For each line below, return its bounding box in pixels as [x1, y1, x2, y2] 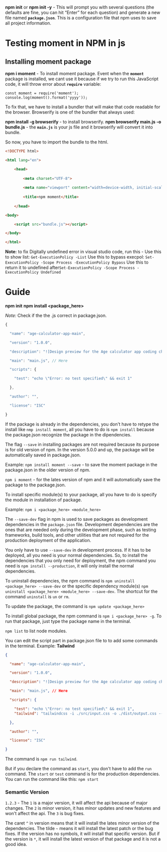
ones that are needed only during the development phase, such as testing [5, 527, 157, 533]
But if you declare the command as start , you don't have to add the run [5, 766, 152, 772]
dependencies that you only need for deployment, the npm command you [5, 558, 156, 564]
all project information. [5, 20, 51, 26]
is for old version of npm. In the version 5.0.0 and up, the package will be [5, 446, 155, 452]
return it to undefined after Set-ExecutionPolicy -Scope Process [5, 265, 135, 271]
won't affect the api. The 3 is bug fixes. [5, 811, 85, 817]
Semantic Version [5, 789, 49, 796]
